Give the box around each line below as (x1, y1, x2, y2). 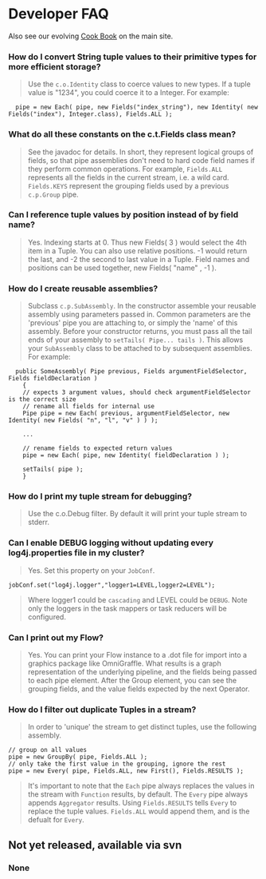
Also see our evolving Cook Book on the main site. (8, 31, 174, 41)
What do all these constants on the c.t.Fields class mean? (8, 129, 237, 140)
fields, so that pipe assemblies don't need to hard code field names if (27, 155, 256, 165)
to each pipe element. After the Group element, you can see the (27, 676, 237, 686)
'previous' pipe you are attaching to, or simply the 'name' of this (27, 318, 238, 328)
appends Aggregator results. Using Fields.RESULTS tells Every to (27, 798, 237, 808)
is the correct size (8, 396, 77, 404)
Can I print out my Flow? (8, 632, 104, 643)
